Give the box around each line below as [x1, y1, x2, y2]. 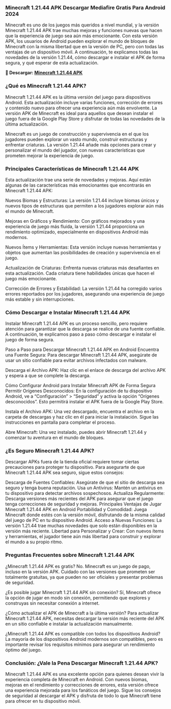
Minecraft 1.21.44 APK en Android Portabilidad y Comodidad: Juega [5, 507, 147, 513]
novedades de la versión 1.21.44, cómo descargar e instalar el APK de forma [5, 54, 165, 61]
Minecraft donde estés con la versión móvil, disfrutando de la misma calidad [5, 512, 165, 518]
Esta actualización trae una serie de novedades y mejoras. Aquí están [5, 176, 151, 183]
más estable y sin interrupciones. [5, 296, 75, 302]
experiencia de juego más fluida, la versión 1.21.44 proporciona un [5, 223, 145, 229]
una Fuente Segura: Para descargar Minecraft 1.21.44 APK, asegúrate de [5, 352, 157, 358]
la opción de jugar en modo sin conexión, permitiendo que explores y [5, 595, 151, 601]
